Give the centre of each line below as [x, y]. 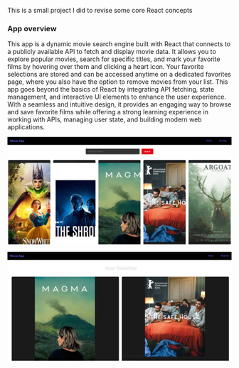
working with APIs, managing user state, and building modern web [105, 119]
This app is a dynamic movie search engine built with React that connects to [119, 44]
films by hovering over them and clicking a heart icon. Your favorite [106, 67]
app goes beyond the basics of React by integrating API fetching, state [111, 90]
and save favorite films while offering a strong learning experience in [108, 112]
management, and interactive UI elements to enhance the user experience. [117, 97]
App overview [32, 28]
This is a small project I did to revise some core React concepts [100, 10]
